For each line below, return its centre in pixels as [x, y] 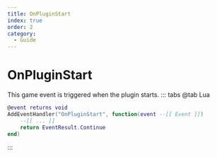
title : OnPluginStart [39, 14]
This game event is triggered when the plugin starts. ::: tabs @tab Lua [109, 95]
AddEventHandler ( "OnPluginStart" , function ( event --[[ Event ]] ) [105, 114]
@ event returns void [38, 108]
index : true [25, 21]
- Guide [25, 40]
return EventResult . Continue [63, 127]
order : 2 [20, 27]
